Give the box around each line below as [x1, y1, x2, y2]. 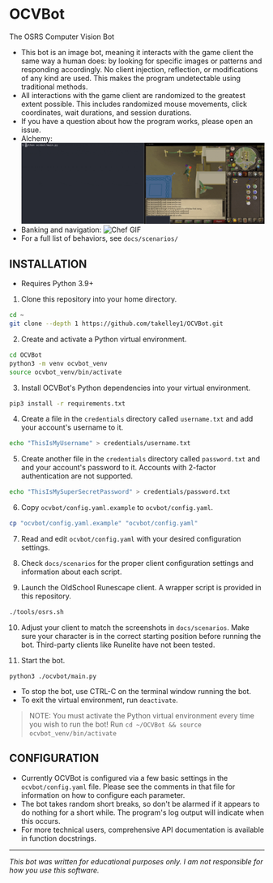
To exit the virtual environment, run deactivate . [20, 695, 179, 705]
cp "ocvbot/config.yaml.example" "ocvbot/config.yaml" [9, 520, 198, 528]
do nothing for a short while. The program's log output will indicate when [20, 808, 265, 817]
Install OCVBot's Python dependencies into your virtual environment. [20, 383, 251, 392]
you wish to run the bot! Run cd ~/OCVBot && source [28, 719, 202, 729]
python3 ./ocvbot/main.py [9, 672, 96, 680]
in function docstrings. [20, 833, 96, 843]
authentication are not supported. [20, 471, 133, 481]
